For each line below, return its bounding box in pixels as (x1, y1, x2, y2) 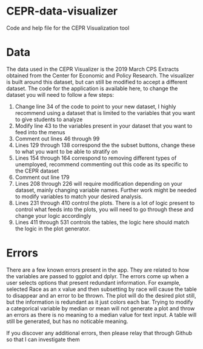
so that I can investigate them (6, 336, 80, 343)
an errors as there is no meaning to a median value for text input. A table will (6, 311, 197, 318)
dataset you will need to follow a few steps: (6, 91, 115, 98)
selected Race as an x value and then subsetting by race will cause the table (6, 285, 197, 293)
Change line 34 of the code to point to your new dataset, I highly (15, 103, 176, 110)
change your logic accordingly (15, 212, 92, 219)
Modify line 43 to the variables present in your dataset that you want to (15, 122, 193, 129)
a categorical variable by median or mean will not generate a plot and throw (6, 304, 195, 312)
